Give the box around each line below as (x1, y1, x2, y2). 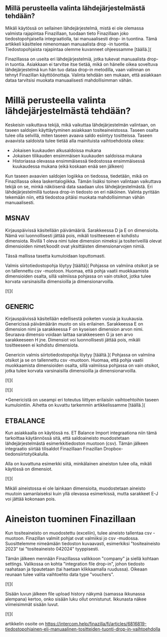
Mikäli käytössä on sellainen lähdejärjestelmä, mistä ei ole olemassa (5, 25, 144, 31)
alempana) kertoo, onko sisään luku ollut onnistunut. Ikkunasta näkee (5, 596, 147, 602)
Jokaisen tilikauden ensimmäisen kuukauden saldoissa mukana (12, 152, 142, 159)
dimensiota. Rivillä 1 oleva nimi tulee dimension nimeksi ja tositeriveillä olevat (5, 238, 162, 244)
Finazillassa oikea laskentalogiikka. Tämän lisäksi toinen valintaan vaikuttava (5, 178, 162, 184)
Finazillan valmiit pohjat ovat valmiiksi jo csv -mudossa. (25, 535, 139, 541)
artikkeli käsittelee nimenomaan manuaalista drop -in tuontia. (5, 41, 130, 47)
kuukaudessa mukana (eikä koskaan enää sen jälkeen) (12, 163, 124, 169)
